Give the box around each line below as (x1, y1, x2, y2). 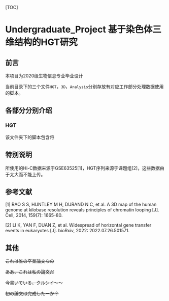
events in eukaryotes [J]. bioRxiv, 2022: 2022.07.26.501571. (5, 228, 130, 234)
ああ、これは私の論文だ (5, 269, 54, 275)
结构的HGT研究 (14, 37, 78, 48)
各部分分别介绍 (5, 106, 52, 115)
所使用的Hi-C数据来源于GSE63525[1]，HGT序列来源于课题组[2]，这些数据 (5, 165, 160, 171)
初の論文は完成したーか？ (5, 290, 59, 297)
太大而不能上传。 (9, 171, 46, 177)
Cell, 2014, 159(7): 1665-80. (5, 212, 63, 218)
